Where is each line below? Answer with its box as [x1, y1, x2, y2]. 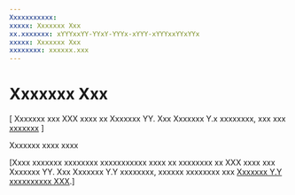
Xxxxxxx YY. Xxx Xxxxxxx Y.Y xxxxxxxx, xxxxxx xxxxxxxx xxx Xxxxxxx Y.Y [9, 167, 283, 177]
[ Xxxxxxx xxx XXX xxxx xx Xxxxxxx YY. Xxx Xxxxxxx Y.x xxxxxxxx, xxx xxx [9, 113, 286, 124]
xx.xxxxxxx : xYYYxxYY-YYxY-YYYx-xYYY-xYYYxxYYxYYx [9, 29, 200, 38]
